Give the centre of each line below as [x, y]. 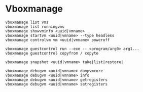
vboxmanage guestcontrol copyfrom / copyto [52, 53]
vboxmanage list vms [27, 22]
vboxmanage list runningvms [35, 27]
